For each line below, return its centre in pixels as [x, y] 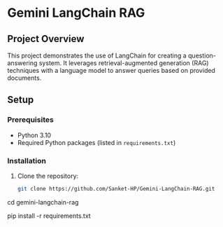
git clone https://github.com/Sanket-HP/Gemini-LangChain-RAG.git [116, 188]
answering [22, 63]
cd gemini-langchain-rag [43, 202]
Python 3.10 [34, 135]
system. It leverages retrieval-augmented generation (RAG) [124, 63]
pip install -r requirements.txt [49, 216]
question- [202, 55]
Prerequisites [30, 120]
